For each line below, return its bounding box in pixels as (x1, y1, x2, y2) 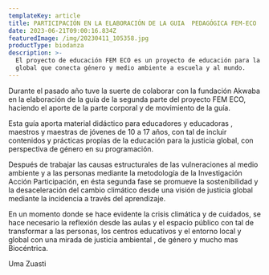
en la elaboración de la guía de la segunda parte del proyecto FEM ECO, (8, 94, 247, 104)
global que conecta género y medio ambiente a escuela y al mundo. (15, 64, 247, 72)
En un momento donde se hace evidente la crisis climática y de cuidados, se (8, 209, 261, 219)
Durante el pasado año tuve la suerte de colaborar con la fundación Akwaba (8, 86, 261, 95)
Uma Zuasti (8, 258, 47, 269)
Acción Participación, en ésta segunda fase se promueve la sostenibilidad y (8, 176, 259, 186)
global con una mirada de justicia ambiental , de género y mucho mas (8, 234, 238, 245)
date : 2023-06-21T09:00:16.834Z (8, 26, 116, 34)
